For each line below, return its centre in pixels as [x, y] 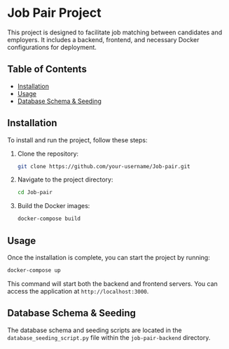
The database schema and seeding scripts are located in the [95, 330]
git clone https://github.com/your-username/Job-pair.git [104, 166]
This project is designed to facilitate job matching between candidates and [115, 32]
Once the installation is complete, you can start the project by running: [109, 258]
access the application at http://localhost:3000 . [78, 291]
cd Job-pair [35, 193]
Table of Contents [47, 69]
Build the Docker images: [54, 206]
